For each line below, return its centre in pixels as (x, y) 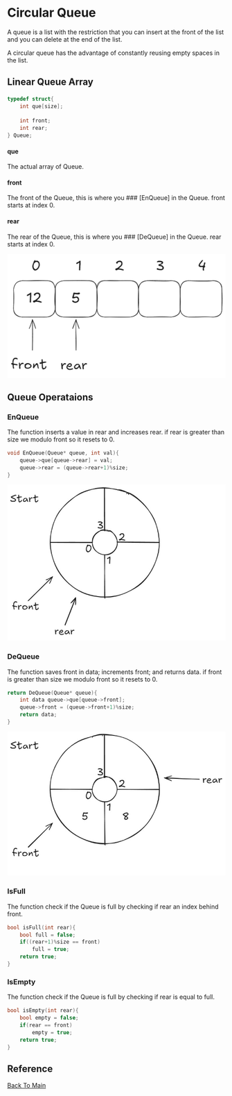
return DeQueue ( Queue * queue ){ (52, 693)
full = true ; (51, 950)
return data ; (38, 715)
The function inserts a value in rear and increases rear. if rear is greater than (116, 432)
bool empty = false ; (49, 1018)
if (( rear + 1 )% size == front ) (60, 942)
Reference (30, 1069)
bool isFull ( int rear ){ (42, 927)
